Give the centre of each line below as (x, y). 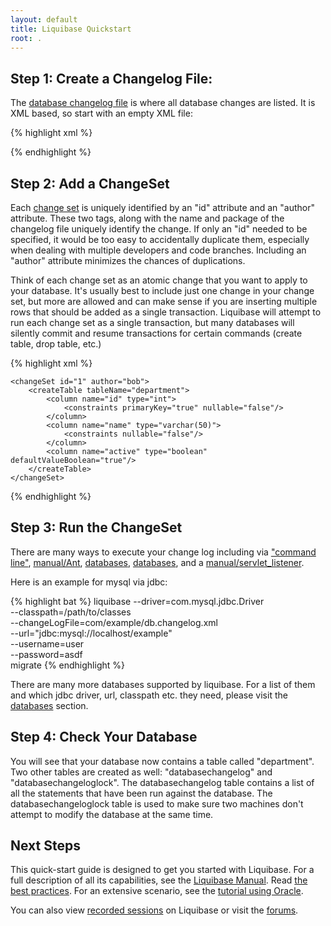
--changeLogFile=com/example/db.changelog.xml (114, 622)
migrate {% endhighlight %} (67, 665)
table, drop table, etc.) (56, 344)
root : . (26, 38)
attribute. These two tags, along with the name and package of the (147, 218)
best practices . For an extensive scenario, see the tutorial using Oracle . (157, 891)
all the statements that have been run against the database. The (141, 793)
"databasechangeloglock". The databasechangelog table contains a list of (162, 782)
